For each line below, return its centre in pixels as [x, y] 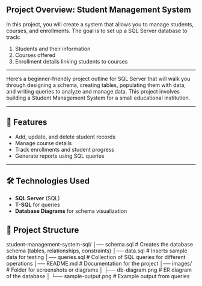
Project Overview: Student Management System [99, 10]
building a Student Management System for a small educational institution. [98, 98]
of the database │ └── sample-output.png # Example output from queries [98, 276]
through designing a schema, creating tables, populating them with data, [96, 85]
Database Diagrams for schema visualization [71, 211]
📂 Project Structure [43, 230]
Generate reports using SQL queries [60, 156]
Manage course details [43, 143]
